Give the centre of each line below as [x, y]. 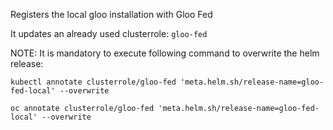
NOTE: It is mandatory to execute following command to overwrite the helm [165, 53]
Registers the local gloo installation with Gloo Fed [111, 14]
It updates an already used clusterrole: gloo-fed [109, 33]
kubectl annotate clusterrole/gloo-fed [93, 82]
